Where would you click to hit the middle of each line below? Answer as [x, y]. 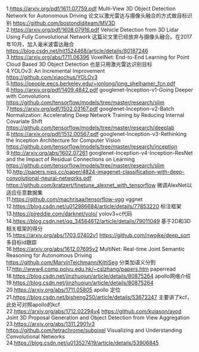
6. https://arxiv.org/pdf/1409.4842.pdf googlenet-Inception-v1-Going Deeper [99, 90]
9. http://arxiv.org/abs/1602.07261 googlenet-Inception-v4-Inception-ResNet [99, 153]
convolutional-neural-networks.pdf [49, 178]
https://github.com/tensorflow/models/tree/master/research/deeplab [90, 128]
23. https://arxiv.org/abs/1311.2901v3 [50, 324]
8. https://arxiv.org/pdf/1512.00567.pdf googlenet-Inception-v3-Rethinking [97, 134]
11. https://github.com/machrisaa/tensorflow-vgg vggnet [74, 199]
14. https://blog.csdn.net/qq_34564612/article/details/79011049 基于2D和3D [99, 221]
